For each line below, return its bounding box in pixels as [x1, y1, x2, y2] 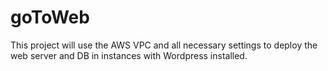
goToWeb [10, 6, 90, 29]
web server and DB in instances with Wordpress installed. [10, 49, 248, 61]
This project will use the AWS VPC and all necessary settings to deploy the [10, 39, 318, 51]
